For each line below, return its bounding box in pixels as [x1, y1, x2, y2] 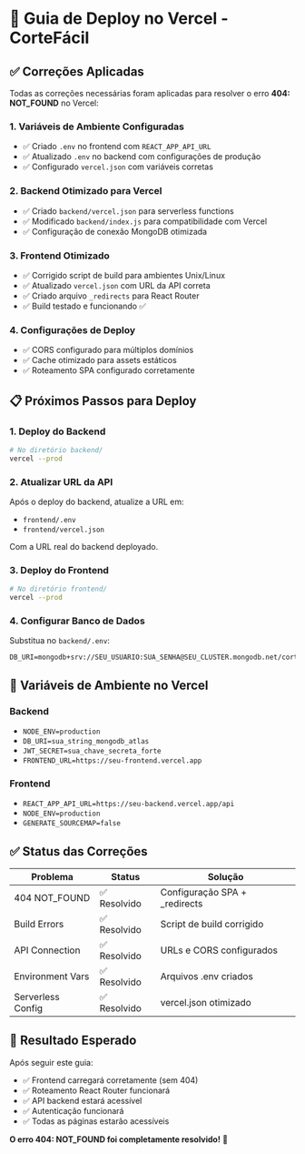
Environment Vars [14, 970, 90, 983]
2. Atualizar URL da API [9, 475, 113, 488]
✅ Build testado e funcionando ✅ [22, 300, 147, 311]
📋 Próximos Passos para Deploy [9, 393, 197, 409]
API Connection [14, 944, 81, 957]
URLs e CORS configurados [160, 944, 279, 957]
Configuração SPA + [160, 886, 248, 899]
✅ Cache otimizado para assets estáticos [22, 355, 177, 366]
